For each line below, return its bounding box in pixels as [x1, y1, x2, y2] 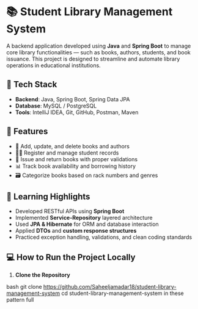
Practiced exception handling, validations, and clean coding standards [15, 233, 193, 241]
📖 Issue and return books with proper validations [15, 155, 138, 162]
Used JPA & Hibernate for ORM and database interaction [15, 220, 159, 228]
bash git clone [6, 283, 42, 291]
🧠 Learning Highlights [6, 191, 90, 202]
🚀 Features [6, 126, 48, 137]
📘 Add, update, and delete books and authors [15, 142, 130, 150]
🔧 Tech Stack [6, 79, 57, 90]
